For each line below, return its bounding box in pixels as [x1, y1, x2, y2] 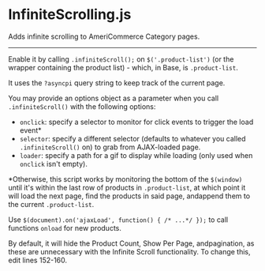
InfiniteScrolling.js [8, 6, 132, 24]
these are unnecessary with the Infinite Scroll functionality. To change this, [8, 247, 251, 256]
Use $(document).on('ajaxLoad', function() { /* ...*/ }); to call [8, 215, 229, 224]
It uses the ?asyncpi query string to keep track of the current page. [8, 77, 226, 88]
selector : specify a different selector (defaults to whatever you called [19, 134, 246, 143]
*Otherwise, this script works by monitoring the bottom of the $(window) [8, 174, 243, 183]
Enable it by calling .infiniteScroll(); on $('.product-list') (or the [8, 54, 234, 64]
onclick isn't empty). [19, 159, 88, 168]
